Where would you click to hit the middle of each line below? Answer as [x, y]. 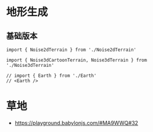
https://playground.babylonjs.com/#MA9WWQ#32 [76, 123]
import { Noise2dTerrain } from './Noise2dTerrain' [71, 50]
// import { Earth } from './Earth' [51, 76]
